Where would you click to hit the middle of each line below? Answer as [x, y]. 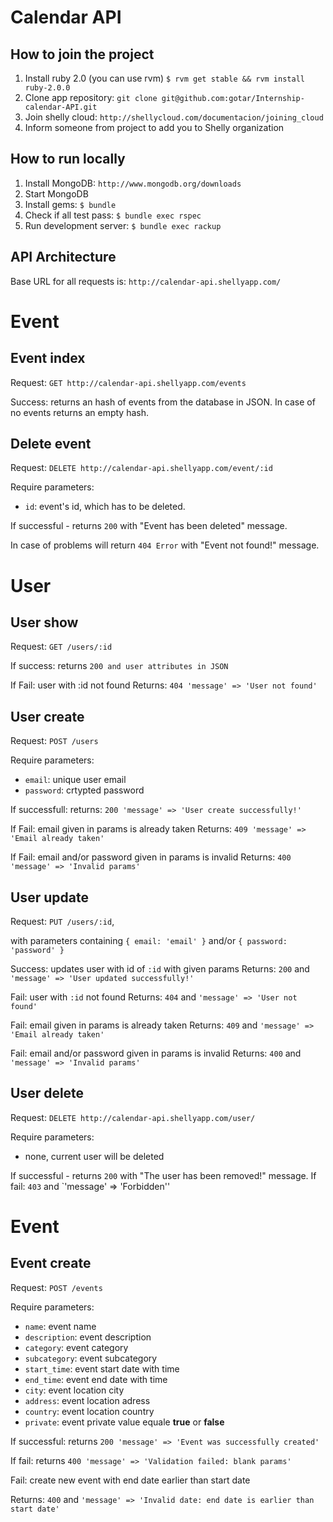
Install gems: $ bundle [70, 204]
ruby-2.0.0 [47, 88]
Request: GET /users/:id [61, 647]
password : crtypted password [84, 790]
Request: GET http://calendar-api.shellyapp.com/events [128, 382]
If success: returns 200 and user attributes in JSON [119, 666]
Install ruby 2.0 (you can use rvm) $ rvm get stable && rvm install [164, 78]
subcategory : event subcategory [91, 1358]
